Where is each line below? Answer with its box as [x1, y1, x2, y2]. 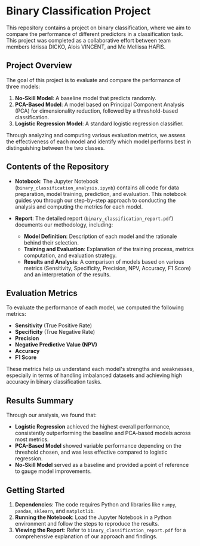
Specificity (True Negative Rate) [14, 328, 96, 336]
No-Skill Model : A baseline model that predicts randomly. [14, 94, 156, 101]
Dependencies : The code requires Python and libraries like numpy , [14, 501, 177, 508]
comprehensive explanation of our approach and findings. [14, 533, 158, 540]
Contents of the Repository [6, 162, 109, 172]
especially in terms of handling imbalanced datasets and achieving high [6, 372, 182, 379]
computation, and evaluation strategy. [23, 252, 118, 259]
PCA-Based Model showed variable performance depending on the [14, 442, 182, 450]
